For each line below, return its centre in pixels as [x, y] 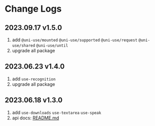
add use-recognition [34, 79]
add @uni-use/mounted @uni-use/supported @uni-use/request [75, 40]
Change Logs [33, 9]
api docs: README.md [35, 118]
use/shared [24, 46]
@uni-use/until [52, 46]
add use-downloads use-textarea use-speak [57, 112]
